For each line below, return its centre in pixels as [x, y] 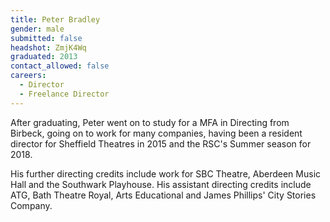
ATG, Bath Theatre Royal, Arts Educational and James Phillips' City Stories [163, 195]
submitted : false [46, 38]
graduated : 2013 [44, 57]
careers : [28, 76]
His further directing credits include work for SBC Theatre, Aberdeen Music [166, 173]
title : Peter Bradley [55, 19]
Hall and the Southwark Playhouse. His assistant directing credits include [161, 184]
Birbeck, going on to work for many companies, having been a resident [156, 133]
